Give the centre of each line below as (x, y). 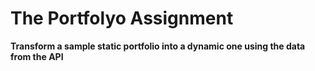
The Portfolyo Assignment (122, 18)
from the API (37, 56)
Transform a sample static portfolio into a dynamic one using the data (158, 46)
